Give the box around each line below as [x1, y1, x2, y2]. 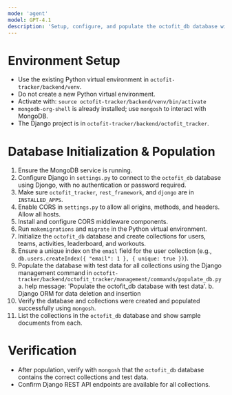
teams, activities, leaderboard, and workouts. [17, 239, 147, 248]
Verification [8, 343, 77, 358]
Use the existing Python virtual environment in [17, 75, 149, 83]
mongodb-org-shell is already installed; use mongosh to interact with [17, 105, 207, 113]
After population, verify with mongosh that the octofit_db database [17, 366, 204, 374]
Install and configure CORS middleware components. [17, 218, 168, 226]
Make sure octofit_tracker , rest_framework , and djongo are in [17, 188, 195, 196]
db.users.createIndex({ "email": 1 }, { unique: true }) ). [17, 254, 189, 263]
